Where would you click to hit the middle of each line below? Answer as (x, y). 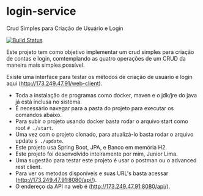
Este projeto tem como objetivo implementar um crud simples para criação (100, 52)
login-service (41, 11)
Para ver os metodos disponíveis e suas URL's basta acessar (92, 173)
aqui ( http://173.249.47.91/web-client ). (54, 83)
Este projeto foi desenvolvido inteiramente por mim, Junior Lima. (97, 154)
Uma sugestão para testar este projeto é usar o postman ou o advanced (106, 160)
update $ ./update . (39, 141)
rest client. (28, 167)
